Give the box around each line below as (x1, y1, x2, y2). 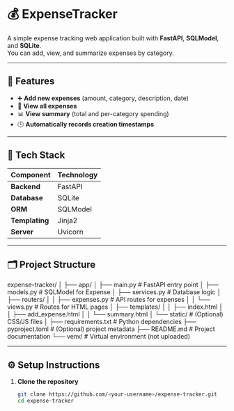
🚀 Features (7, 75, 55, 88)
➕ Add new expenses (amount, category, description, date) (17, 94, 189, 102)
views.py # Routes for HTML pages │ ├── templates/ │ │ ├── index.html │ (7, 303, 224, 311)
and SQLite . (7, 41, 42, 49)
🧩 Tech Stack (7, 150, 65, 161)
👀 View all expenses (17, 102, 77, 110)
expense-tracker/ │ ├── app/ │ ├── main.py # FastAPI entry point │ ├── (7, 280, 219, 289)
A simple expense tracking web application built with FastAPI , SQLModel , (7, 33, 219, 42)
